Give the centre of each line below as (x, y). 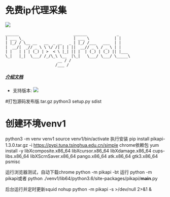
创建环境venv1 (36, 124)
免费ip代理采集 (36, 10)
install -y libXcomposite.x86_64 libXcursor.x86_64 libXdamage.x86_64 (78, 151)
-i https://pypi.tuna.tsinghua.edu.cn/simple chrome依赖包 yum (94, 145)
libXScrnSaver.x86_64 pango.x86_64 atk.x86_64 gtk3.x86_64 (94, 156)
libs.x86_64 (17, 156)
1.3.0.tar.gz (17, 145)
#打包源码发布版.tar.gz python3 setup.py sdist (54, 101)
